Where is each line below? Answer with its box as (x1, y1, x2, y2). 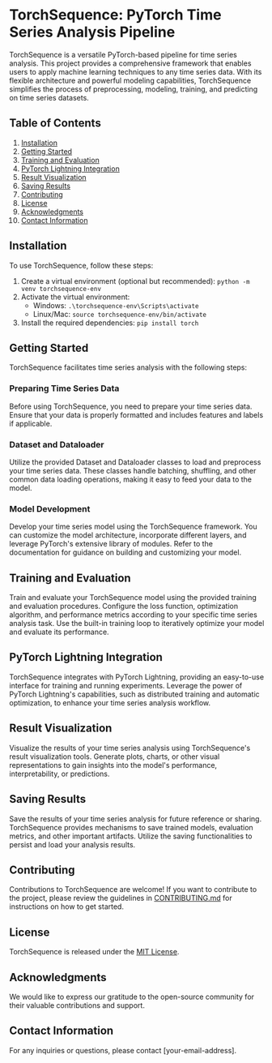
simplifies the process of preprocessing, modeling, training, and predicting (9, 84, 258, 94)
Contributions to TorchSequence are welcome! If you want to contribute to (9, 885, 257, 894)
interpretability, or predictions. (9, 769, 110, 778)
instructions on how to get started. (9, 902, 125, 911)
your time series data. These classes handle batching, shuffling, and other (9, 465, 257, 475)
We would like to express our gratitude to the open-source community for (9, 992, 254, 1001)
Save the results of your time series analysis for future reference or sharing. (9, 813, 262, 824)
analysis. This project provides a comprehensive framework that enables (9, 58, 252, 68)
